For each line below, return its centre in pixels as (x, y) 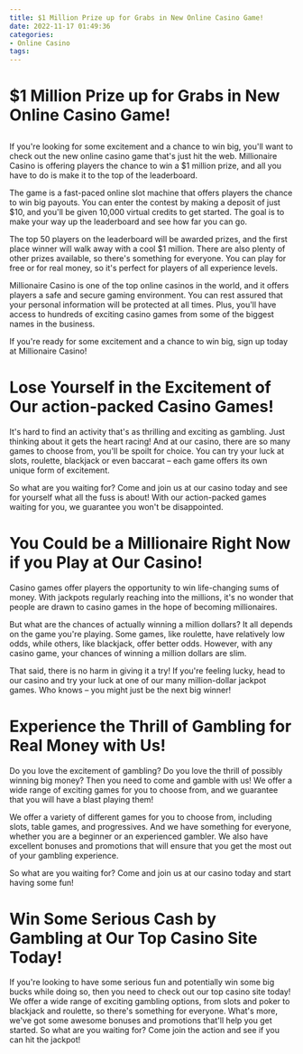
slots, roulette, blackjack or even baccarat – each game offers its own (138, 460)
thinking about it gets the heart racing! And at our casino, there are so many (150, 441)
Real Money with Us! (88, 745)
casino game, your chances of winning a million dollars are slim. (128, 653)
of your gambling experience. (64, 855)
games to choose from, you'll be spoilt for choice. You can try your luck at (147, 451)
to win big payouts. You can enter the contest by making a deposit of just (145, 202)
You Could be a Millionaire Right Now (150, 543)
